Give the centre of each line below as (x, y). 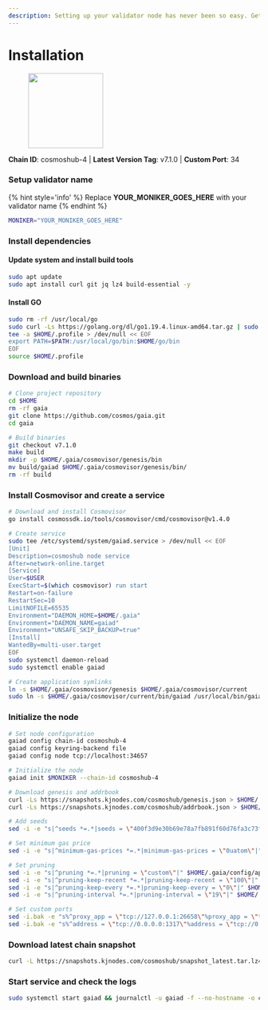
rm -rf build (30, 475)
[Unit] (19, 548)
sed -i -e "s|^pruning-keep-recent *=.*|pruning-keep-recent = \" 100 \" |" (134, 880)
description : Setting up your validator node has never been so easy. (128, 16)
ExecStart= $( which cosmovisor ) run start (78, 586)
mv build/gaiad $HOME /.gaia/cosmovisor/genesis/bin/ (98, 467)
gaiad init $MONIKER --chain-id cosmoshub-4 (83, 777)
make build (26, 452)
